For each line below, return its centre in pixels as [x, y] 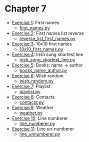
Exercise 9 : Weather [32, 107]
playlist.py [30, 91]
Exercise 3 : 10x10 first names [42, 43]
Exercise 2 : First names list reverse [48, 33]
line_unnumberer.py [40, 134]
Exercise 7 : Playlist [31, 86]
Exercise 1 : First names [35, 22]
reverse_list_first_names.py [47, 38]
